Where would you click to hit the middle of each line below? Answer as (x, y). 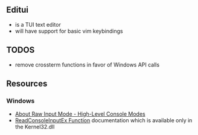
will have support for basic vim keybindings (69, 31)
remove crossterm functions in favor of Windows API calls (87, 64)
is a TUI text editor (38, 24)
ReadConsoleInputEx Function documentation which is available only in (104, 120)
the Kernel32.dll (35, 127)
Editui (18, 10)
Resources (27, 84)
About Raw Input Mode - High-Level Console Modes (80, 114)
